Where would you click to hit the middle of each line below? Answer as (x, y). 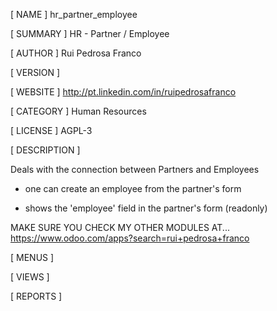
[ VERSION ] (35, 72)
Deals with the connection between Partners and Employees (135, 169)
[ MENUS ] (32, 257)
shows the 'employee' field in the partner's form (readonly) (146, 208)
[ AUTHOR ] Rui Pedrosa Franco (76, 53)
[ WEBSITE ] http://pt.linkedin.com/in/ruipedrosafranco (123, 92)
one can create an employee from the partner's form (133, 188)
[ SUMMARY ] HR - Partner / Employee (90, 33)
